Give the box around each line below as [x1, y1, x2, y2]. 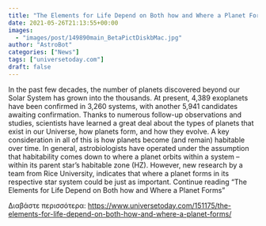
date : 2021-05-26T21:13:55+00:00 [8, 19, 119, 27]
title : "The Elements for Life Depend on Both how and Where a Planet [8, 11, 246, 20]
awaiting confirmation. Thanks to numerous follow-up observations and [8, 110, 242, 119]
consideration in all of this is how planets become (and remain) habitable [8, 135, 245, 145]
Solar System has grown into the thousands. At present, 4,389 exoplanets [8, 92, 249, 103]
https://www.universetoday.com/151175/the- [87, 201, 232, 210]
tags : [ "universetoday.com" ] [8, 56, 104, 64]
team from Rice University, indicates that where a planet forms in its [8, 168, 230, 178]
